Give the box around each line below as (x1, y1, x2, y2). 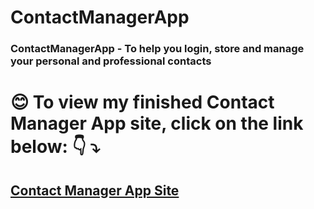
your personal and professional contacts (10, 54, 212, 68)
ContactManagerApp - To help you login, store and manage (10, 42, 305, 56)
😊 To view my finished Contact (10, 91, 275, 114)
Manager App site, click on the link (10, 112, 304, 135)
